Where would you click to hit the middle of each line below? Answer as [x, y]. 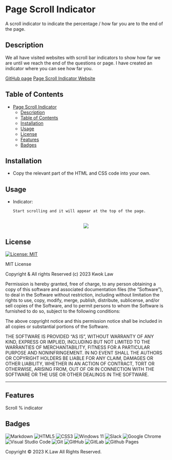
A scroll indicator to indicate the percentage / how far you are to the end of [84, 24]
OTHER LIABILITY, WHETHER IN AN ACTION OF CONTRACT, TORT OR [80, 364]
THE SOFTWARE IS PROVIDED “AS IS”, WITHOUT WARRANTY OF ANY [80, 336]
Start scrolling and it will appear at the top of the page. [79, 211]
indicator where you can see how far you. [49, 68]
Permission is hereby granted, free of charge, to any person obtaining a [81, 284]
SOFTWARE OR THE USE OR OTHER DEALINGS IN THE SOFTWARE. [77, 374]
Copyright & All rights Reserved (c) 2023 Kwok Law [59, 274]
